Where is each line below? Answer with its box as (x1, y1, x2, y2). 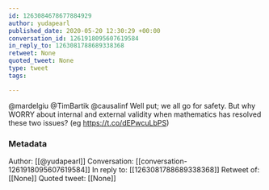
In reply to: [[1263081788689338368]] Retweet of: (91, 164, 260, 174)
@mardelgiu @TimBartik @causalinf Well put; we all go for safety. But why (8, 101, 256, 110)
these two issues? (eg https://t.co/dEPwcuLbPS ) (8, 118, 170, 127)
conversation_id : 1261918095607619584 (8, 34, 139, 43)
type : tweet (8, 64, 48, 72)
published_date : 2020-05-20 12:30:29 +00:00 (8, 27, 161, 35)
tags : (8, 72, 27, 80)
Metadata (8, 138, 47, 149)
